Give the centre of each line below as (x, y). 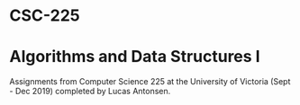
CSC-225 (45, 16)
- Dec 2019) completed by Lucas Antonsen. (90, 92)
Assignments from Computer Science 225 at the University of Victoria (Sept (150, 82)
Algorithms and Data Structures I (135, 57)
